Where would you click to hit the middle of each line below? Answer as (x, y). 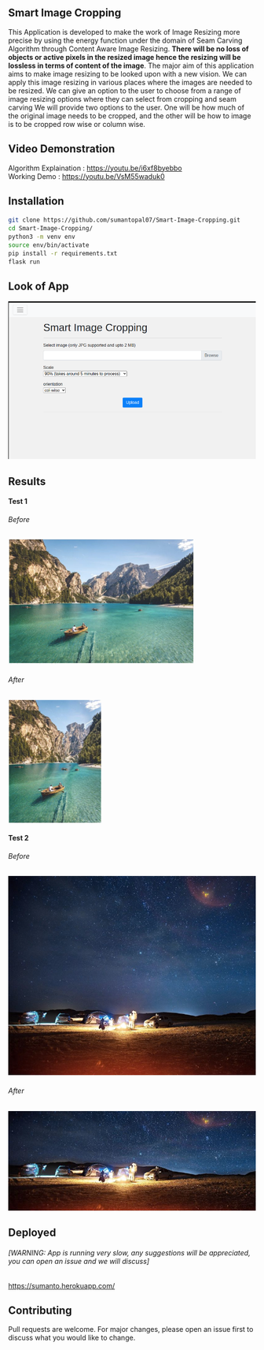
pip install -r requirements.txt (63, 253)
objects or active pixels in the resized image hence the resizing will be (125, 57)
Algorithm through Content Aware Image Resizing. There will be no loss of (128, 48)
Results (27, 481)
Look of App (38, 287)
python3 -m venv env (42, 237)
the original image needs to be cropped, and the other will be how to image (130, 116)
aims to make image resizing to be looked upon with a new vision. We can (128, 73)
